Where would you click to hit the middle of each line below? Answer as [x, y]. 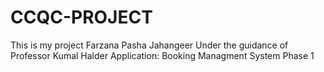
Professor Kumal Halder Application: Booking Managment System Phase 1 [162, 55]
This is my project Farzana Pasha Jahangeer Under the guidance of [149, 45]
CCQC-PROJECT [81, 17]
